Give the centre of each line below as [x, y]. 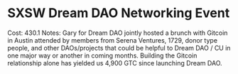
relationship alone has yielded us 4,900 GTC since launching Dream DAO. [115, 63]
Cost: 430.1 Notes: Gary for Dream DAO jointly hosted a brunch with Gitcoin [118, 33]
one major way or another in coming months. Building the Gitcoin [102, 55]
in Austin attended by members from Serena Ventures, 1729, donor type [113, 40]
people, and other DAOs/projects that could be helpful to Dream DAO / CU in [119, 48]
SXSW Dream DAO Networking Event [119, 13]
